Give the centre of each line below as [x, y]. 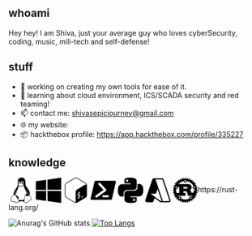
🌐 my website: [44, 124]
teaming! [35, 104]
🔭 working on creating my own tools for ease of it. [103, 86]
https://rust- [218, 190]
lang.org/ [23, 208]
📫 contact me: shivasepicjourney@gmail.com [97, 113]
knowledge [37, 163]
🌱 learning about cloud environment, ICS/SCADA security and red [129, 95]
